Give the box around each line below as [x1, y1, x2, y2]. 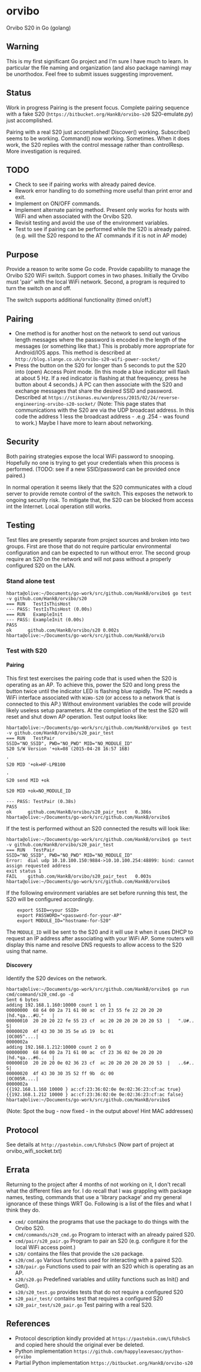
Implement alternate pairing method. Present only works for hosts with [14, 206, 190, 214]
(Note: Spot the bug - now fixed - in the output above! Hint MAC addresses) [6, 1108, 194, 1115]
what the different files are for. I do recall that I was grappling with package [6, 1187, 192, 1194]
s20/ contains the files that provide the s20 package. [14, 1250, 145, 1257]
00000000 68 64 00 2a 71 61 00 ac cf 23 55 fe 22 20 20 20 [6, 1007, 163, 1014]
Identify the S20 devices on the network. [6, 975, 107, 982]
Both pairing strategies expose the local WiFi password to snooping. [6, 453, 175, 460]
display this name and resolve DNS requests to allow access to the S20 [6, 941, 182, 949]
